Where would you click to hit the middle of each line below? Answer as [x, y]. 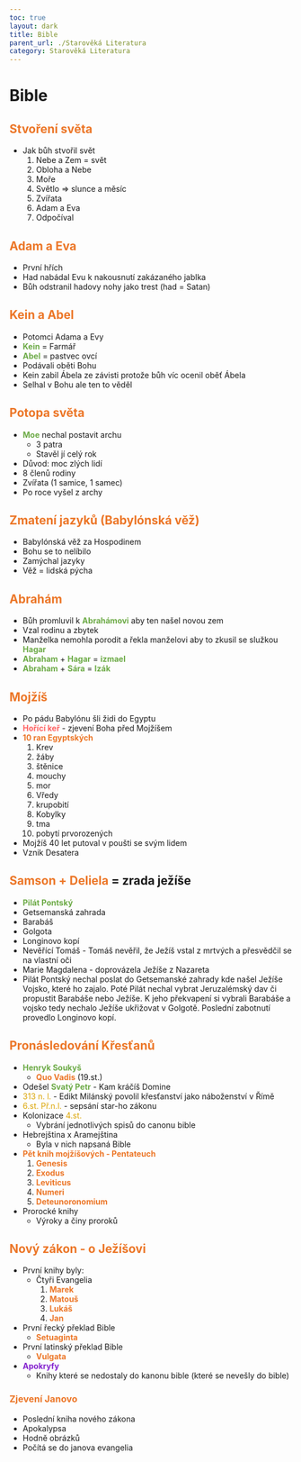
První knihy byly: [53, 1270]
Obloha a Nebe [63, 170]
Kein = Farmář [49, 346]
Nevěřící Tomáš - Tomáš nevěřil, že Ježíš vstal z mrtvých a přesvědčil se [157, 950]
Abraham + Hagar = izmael [74, 659]
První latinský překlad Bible [72, 1347]
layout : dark [34, 26]
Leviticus [53, 1182]
